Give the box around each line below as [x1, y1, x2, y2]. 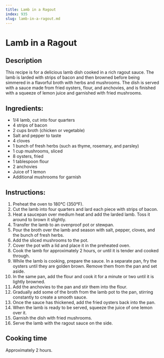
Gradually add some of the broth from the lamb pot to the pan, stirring [12, 289, 153, 295]
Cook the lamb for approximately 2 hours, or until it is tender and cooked [12, 248, 159, 253]
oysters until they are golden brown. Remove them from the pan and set [12, 264, 158, 269]
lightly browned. [12, 279, 45, 284]
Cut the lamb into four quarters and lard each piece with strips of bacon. [12, 207, 158, 212]
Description [5, 57, 42, 65]
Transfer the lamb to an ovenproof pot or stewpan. [12, 222, 114, 227]
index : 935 [5, 12, 28, 17]
